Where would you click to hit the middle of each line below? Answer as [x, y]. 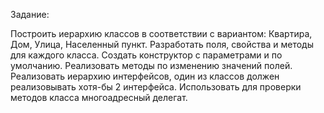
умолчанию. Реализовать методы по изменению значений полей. [151, 65]
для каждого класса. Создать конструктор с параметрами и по [146, 55]
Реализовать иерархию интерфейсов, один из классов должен [145, 76]
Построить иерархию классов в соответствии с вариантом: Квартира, [161, 33]
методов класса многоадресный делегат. [99, 97]
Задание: [30, 14]
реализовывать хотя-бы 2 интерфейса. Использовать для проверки [156, 87]
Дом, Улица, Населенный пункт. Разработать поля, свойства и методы [162, 44]
